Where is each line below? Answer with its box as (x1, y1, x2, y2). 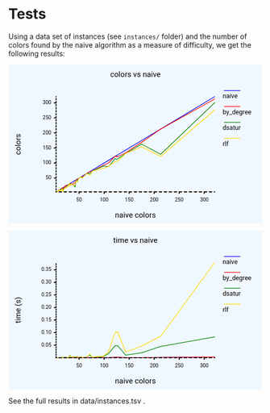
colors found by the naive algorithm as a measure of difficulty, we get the (8, 40, 251, 49)
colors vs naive (110, 69, 161, 79)
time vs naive (113, 235, 158, 245)
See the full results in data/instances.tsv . (8, 396, 146, 406)
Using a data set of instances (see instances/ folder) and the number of (8, 31, 247, 41)
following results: (8, 48, 66, 58)
